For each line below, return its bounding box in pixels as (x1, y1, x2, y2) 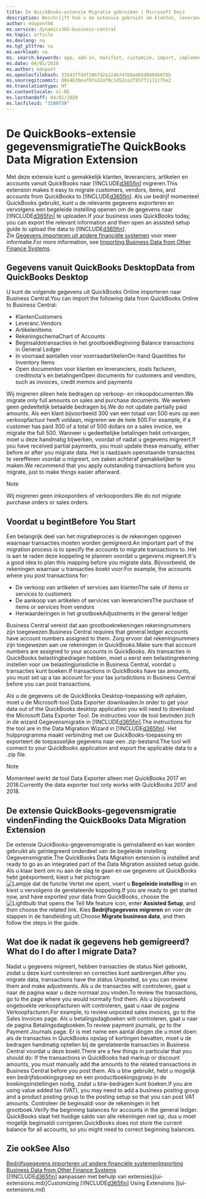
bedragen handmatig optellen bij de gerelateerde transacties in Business (6, 1041, 190, 1048)
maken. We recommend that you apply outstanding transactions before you (6, 462, 196, 469)
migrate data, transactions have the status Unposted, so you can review (6, 976, 188, 983)
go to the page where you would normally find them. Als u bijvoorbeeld (6, 995, 186, 1003)
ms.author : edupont (6, 66, 56, 72)
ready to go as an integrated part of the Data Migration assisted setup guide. (6, 860, 200, 868)
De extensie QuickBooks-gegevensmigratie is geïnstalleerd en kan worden (6, 841, 195, 848)
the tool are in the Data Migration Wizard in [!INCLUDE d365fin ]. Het (6, 725, 177, 732)
